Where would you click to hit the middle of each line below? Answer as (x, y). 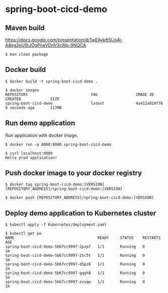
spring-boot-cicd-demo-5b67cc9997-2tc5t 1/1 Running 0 (75, 256)
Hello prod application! (31, 158)
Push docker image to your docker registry (74, 173)
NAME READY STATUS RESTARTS (83, 238)
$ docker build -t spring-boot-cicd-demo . (52, 81)
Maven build (25, 28)
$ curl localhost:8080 (29, 153)
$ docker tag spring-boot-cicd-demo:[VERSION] (55, 184)
